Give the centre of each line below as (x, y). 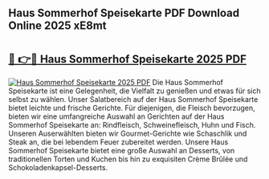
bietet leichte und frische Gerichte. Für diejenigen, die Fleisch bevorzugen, (132, 108)
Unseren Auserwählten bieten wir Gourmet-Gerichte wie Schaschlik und (128, 133)
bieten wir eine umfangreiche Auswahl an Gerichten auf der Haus (116, 116)
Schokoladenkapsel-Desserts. (58, 167)
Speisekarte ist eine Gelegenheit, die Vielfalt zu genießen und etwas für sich (134, 91)
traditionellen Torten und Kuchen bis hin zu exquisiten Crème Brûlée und (128, 159)
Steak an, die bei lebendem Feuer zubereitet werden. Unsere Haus (118, 142)
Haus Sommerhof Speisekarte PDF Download (124, 13)
